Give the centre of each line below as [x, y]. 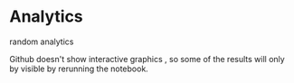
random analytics [42, 41]
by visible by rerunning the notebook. [79, 69]
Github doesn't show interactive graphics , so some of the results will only [147, 59]
